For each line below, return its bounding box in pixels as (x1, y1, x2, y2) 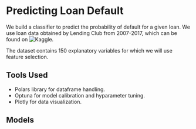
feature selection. (6, 53, 49, 60)
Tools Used (6, 70, 48, 80)
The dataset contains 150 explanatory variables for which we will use (6, 47, 173, 54)
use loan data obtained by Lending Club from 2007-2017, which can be (6, 29, 178, 36)
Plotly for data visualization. (14, 98, 82, 105)
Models (6, 115, 34, 125)
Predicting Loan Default (6, 4, 124, 18)
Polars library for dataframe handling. (14, 86, 106, 93)
